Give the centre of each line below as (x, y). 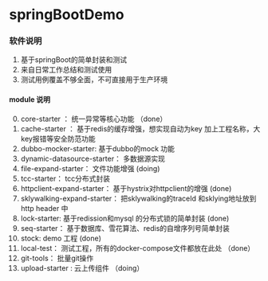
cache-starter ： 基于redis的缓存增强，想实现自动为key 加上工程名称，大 (140, 128)
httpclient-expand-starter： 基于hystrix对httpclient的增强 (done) (126, 188)
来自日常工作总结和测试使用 (66, 70)
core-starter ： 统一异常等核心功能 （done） (94, 119)
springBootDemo (67, 15)
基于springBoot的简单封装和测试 (73, 60)
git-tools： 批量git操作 (57, 258)
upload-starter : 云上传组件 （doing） (82, 267)
